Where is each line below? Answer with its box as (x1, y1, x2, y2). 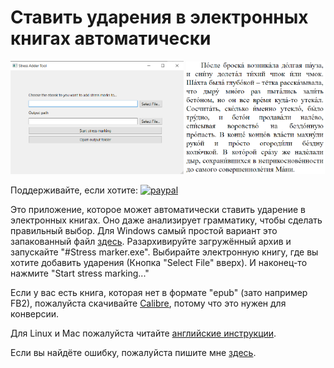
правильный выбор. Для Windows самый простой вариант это (10, 224, 278, 236)
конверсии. (10, 307, 60, 320)
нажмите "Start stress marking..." (10, 267, 150, 279)
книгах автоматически (10, 27, 212, 50)
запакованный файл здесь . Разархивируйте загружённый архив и (10, 235, 292, 247)
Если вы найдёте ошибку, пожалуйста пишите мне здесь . (10, 346, 257, 358)
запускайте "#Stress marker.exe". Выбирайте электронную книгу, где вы (10, 246, 319, 258)
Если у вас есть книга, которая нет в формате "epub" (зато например (10, 286, 308, 298)
